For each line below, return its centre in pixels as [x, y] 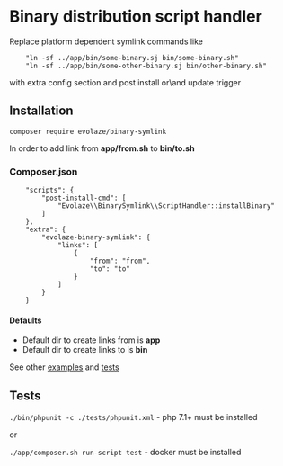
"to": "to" [110, 269]
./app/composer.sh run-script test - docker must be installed [125, 453]
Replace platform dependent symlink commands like [106, 41]
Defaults [26, 320]
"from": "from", [120, 261]
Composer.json [44, 171]
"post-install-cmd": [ [84, 198]
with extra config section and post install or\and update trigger [125, 82]
